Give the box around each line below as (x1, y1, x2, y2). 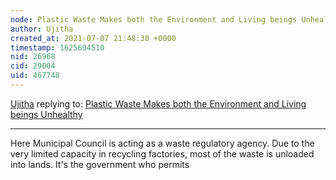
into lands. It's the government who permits (10, 158, 190, 170)
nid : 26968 (10, 52, 56, 62)
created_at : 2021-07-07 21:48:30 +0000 (10, 33, 177, 43)
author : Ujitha (10, 24, 74, 34)
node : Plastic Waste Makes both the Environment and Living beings (10, 14, 298, 25)
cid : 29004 (10, 61, 56, 71)
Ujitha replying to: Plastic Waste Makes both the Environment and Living (10, 97, 307, 110)
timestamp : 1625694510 (10, 42, 105, 53)
